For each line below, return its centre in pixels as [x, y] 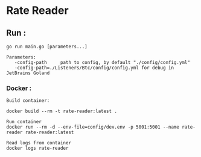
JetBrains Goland [28, 73]
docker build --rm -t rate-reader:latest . [62, 111]
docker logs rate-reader [37, 149]
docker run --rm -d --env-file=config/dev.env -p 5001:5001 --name [93, 127]
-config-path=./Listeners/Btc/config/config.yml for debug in [94, 68]
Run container [24, 122]
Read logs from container [39, 143]
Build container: [28, 101]
